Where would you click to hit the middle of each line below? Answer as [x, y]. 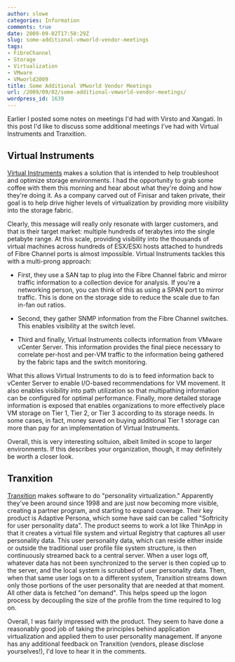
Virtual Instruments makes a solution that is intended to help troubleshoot [113, 172]
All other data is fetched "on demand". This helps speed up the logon [107, 592]
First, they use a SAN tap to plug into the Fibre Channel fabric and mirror [122, 274]
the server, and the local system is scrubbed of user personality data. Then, [117, 570]
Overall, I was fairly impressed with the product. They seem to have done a [116, 621]
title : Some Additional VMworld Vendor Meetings [80, 86]
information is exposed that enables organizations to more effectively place [116, 405]
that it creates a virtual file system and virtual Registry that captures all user [116, 533]
